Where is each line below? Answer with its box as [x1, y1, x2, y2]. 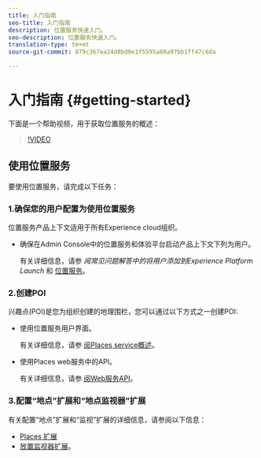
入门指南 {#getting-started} [8, 91, 192, 109]
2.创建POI [8, 287, 46, 298]
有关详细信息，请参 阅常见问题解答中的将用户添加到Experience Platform [19, 257, 253, 266]
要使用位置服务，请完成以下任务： [8, 182, 119, 191]
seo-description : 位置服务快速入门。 [8, 33, 121, 42]
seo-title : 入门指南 [8, 19, 71, 27]
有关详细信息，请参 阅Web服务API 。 [19, 374, 138, 383]
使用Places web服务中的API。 [19, 357, 116, 367]
